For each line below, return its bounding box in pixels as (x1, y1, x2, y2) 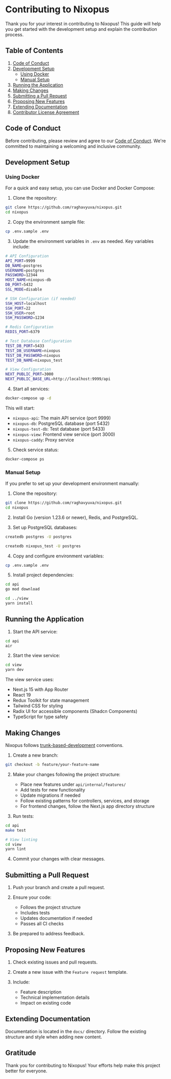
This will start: (5, 404, 35, 411)
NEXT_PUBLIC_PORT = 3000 (5, 372, 54, 377)
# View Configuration (5, 367, 52, 372)
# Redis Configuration (5, 324, 54, 330)
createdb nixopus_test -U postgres (5, 543, 81, 549)
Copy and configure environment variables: (12, 553, 104, 559)
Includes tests (20, 910, 50, 916)
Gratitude (5, 1049, 37, 1057)
